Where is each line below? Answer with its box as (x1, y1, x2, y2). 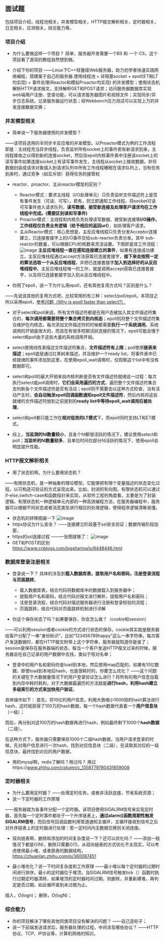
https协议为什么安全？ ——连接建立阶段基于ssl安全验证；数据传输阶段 (12, 521, 155, 527)
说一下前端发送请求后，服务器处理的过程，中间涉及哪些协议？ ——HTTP (12, 924, 159, 930)
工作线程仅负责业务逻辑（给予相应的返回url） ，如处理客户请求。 (19, 223, 148, 229)
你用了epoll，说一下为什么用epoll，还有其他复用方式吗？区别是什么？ (12, 282, 153, 288)
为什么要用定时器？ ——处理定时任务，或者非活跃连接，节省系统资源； (12, 790, 156, 796)
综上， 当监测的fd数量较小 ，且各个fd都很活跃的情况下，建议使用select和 (12, 432, 158, 437)
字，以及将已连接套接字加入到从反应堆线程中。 (19, 272, 114, 278)
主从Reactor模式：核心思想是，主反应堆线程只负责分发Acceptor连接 (19, 229, 158, 235)
